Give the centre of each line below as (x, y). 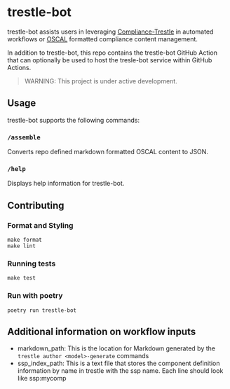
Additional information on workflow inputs (102, 332)
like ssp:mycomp (42, 378)
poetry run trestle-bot (42, 310)
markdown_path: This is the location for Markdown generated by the (116, 348)
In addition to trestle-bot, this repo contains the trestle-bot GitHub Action (112, 53)
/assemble (24, 137)
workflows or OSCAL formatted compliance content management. (103, 39)
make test (22, 278)
